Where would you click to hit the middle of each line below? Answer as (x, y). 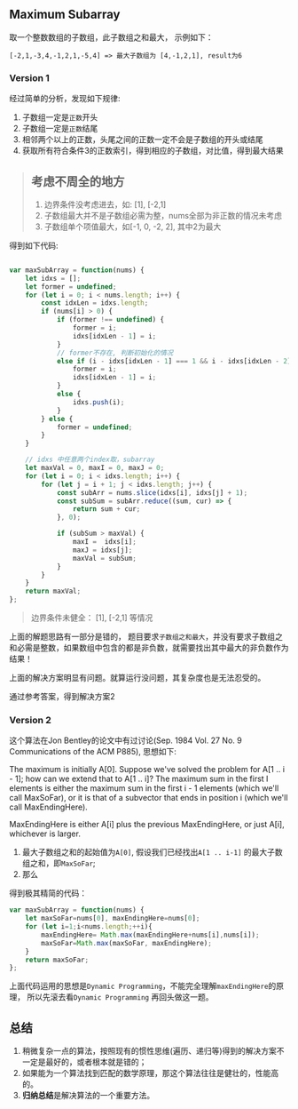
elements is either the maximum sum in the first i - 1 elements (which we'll (144, 788)
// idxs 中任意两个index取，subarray (90, 460)
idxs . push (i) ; (98, 402)
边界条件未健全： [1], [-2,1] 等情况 (92, 618)
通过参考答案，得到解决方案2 (62, 697)
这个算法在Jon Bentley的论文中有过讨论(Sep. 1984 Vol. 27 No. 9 (125, 740)
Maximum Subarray (65, 15)
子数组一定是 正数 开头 (60, 117)
